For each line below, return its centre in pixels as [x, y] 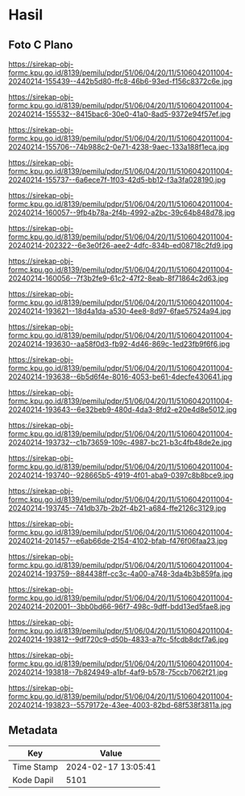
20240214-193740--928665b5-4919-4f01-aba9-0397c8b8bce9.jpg [121, 475]
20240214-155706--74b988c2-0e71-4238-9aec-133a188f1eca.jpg [119, 147]
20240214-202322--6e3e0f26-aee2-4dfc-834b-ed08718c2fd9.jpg [121, 245]
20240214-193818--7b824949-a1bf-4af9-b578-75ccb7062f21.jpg [118, 672]
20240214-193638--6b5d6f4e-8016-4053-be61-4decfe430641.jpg [120, 377]
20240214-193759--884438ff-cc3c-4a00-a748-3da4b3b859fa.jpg [120, 574]
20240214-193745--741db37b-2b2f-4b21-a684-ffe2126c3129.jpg [117, 508]
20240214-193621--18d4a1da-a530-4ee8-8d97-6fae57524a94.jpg [120, 311]
